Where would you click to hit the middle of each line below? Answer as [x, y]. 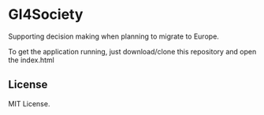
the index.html [32, 60]
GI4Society [46, 15]
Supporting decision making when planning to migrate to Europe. [113, 36]
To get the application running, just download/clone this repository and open [132, 51]
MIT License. [29, 103]
